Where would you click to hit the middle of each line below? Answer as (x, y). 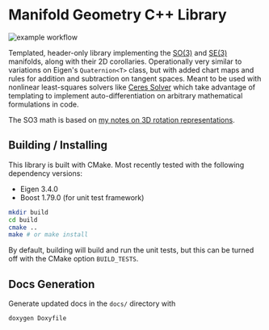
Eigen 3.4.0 (39, 189)
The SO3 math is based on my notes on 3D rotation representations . (122, 119)
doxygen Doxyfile (38, 319)
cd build (23, 219)
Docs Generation (52, 284)
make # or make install (48, 235)
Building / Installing (58, 146)
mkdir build (28, 212)
